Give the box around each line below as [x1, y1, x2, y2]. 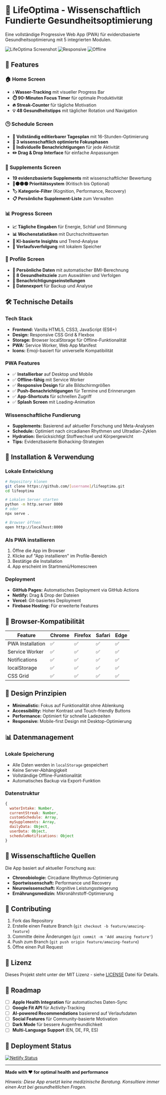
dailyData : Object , [9, 824, 50, 829]
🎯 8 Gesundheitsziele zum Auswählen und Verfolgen [12, 272, 121, 278]
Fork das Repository [12, 918, 53, 924]
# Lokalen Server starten [5, 497, 58, 502]
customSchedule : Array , [9, 815, 58, 820]
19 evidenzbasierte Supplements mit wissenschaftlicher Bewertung [12, 175, 152, 181]
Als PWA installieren [5, 536, 55, 543]
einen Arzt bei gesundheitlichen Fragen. [5, 1084, 86, 1090]
